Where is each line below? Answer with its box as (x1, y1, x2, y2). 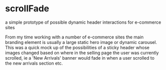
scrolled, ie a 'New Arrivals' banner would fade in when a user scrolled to (5, 55, 155, 61)
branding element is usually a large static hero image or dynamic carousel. (5, 39, 157, 45)
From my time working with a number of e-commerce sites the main (5, 34, 144, 40)
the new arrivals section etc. (5, 60, 63, 66)
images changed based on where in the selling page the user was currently (5, 50, 159, 56)
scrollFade (5, 3, 50, 14)
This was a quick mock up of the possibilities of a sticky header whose (5, 44, 150, 50)
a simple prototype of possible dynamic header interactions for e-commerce (5, 19, 162, 25)
